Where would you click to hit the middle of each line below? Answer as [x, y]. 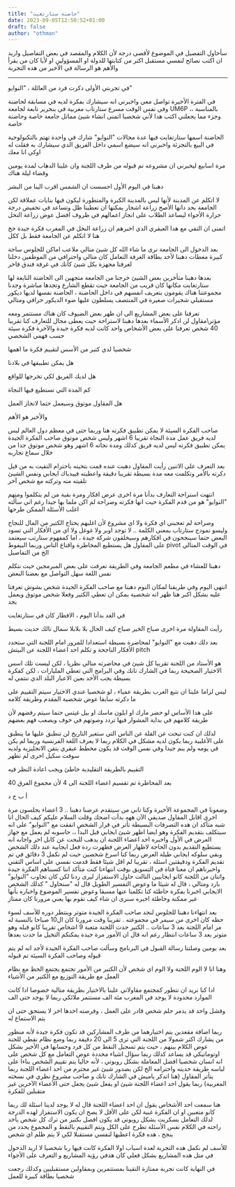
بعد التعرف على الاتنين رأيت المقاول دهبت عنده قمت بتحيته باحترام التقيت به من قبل [116, 466]
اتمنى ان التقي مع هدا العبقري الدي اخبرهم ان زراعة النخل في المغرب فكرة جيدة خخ [117, 228]
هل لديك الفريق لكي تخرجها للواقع [52, 376]
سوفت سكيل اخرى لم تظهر [44, 756]
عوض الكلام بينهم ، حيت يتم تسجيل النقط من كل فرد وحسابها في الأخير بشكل [108, 1047]
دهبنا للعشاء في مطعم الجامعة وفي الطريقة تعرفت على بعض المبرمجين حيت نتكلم [114, 566]
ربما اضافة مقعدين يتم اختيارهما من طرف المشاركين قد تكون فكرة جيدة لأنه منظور [115, 1032]
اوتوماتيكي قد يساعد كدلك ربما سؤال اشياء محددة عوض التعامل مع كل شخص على [114, 1054]
